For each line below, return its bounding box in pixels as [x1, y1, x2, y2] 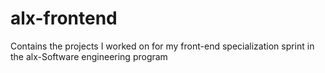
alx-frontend [10, 7, 118, 30]
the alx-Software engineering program [10, 50, 168, 62]
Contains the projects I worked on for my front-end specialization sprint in [10, 40, 315, 52]
